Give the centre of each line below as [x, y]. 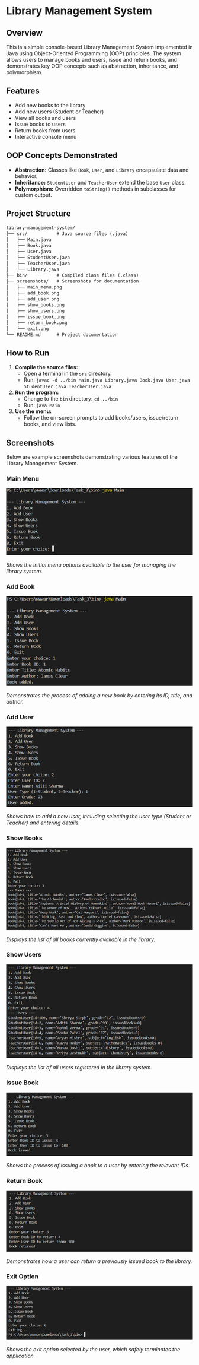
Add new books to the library [50, 105]
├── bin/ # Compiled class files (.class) [73, 275]
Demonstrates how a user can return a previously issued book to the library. [99, 1261]
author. [15, 701]
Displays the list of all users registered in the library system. [79, 1067]
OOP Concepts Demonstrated [62, 155]
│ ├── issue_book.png [36, 317]
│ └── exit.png [28, 329]
